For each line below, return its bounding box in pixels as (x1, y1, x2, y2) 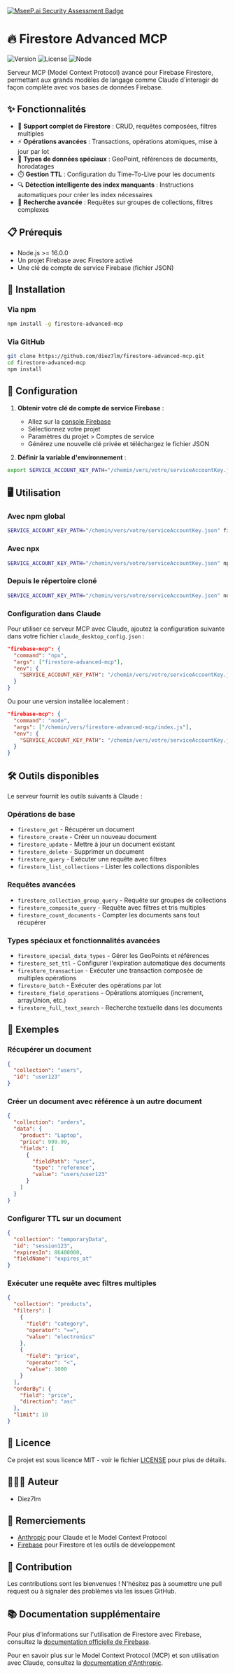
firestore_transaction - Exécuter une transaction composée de (17, 966, 203, 975)
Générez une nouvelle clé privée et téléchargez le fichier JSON (27, 439, 210, 448)
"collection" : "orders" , (13, 1119, 86, 1126)
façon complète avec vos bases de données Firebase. (7, 83, 163, 91)
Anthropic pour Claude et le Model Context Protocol (17, 1533, 167, 1542)
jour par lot (17, 147, 50, 155)
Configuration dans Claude (7, 608, 101, 618)
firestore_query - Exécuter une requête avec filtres (17, 855, 166, 864)
